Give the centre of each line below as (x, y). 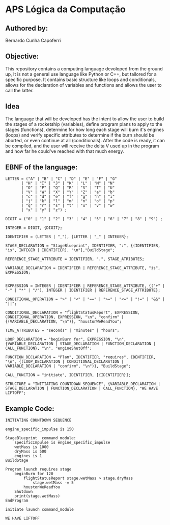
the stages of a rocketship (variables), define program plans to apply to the (84, 124)
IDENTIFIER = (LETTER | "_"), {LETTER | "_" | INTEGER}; (67, 237)
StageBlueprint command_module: (41, 438)
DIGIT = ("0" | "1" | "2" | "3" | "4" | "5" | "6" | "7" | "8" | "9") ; (84, 219)
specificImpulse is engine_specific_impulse (62, 443)
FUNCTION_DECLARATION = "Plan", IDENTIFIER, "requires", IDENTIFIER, (81, 357)
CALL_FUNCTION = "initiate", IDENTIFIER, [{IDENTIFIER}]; (68, 375)
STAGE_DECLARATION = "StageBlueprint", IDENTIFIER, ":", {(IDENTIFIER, (83, 246)
